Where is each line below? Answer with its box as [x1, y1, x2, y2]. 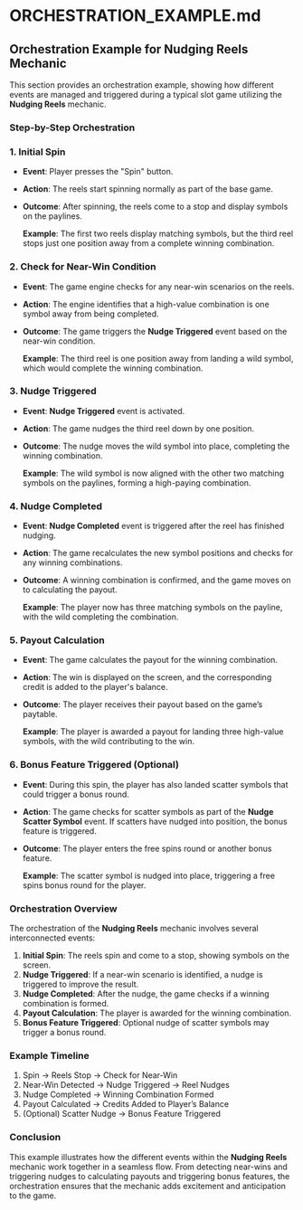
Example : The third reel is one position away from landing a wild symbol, [22, 353, 294, 364]
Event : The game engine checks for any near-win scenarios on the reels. [22, 281, 295, 292]
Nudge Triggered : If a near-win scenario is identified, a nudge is [22, 969, 264, 979]
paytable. [22, 709, 58, 720]
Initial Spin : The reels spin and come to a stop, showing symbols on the [22, 950, 289, 960]
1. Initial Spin [9, 146, 66, 158]
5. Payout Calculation [9, 634, 106, 647]
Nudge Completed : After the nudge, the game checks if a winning [22, 988, 270, 999]
